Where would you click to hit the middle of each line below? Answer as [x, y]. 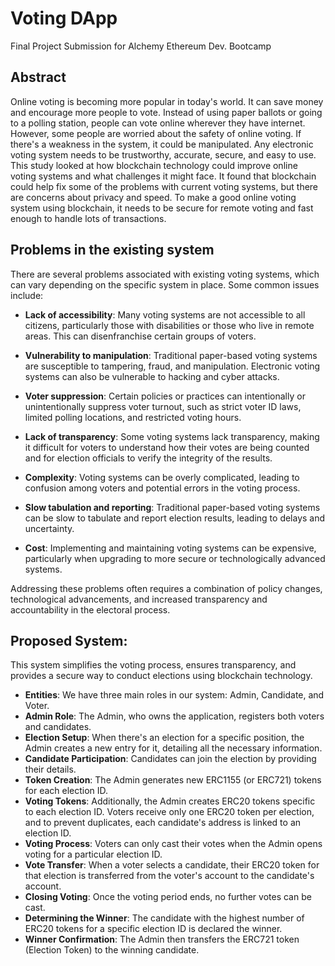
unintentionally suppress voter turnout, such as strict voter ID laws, [163, 406]
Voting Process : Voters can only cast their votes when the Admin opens [173, 844]
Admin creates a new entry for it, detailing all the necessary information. [173, 748]
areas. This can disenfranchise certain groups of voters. [140, 336]
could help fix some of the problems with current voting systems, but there [164, 186]
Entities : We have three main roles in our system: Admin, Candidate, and [174, 695]
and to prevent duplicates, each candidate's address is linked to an [163, 823]
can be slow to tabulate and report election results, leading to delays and [175, 518]
